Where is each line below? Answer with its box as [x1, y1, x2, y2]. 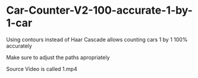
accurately [6, 42, 33, 49]
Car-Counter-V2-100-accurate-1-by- [6, 4, 193, 17]
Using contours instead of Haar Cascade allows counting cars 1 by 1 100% [6, 36, 188, 43]
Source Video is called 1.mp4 [6, 65, 77, 72]
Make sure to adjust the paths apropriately [6, 54, 110, 61]
